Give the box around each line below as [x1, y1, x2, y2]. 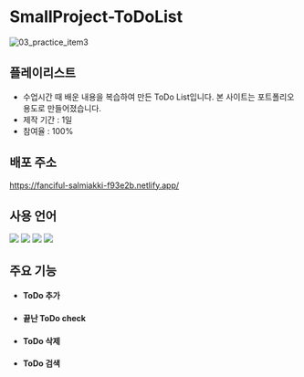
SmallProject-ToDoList [9, 6, 183, 27]
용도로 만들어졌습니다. [22, 102, 102, 113]
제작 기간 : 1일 [22, 114, 73, 125]
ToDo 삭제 [22, 335, 61, 346]
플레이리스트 [9, 66, 76, 81]
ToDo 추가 [22, 290, 61, 301]
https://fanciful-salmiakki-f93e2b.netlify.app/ [9, 180, 180, 191]
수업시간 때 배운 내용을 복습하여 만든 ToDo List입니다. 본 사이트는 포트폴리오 [22, 91, 295, 102]
